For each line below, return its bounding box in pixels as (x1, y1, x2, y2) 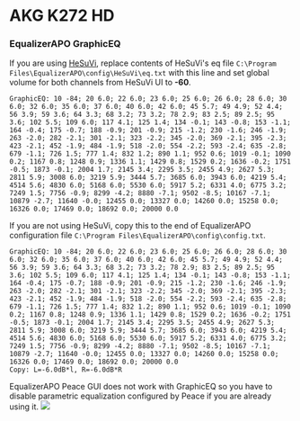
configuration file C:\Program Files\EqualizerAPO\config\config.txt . (9, 230, 267, 241)
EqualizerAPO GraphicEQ (9, 38, 121, 50)
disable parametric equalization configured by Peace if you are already (9, 390, 272, 401)
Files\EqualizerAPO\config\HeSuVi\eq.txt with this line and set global (9, 67, 269, 78)
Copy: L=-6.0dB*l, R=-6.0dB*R (9, 365, 123, 374)
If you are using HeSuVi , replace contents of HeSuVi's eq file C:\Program (9, 58, 277, 68)
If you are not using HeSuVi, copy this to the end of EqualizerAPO (9, 220, 251, 231)
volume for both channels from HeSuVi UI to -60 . (9, 77, 191, 88)
